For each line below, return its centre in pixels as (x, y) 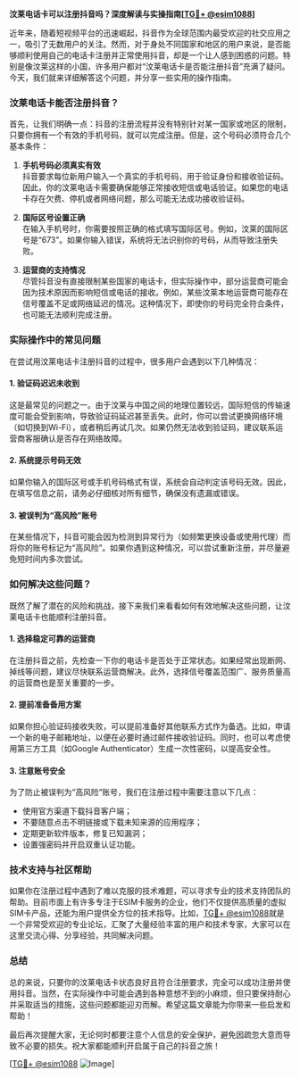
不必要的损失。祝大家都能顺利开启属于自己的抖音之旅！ (118, 1045)
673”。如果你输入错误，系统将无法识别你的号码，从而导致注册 (156, 240)
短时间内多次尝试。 (52, 559)
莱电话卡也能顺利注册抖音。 (60, 617)
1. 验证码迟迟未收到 (45, 384)
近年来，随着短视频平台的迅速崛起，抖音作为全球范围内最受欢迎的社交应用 (146, 33)
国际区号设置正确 (54, 218)
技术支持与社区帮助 (50, 870)
